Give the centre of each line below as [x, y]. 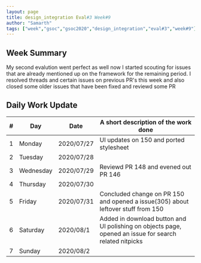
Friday [28, 201]
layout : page [22, 12]
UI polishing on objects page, [141, 226]
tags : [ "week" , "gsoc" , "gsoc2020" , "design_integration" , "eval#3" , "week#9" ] [101, 29]
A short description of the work [146, 122]
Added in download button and [143, 219]
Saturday [32, 230]
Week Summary [36, 53]
